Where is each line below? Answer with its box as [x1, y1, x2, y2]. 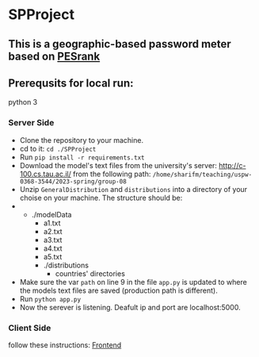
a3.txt [43, 235, 63, 244]
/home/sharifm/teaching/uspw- [152, 171, 253, 178]
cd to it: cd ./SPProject [19, 144, 97, 153]
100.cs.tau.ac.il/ [19, 169, 71, 178]
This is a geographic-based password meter [8, 37, 231, 51]
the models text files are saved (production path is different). [19, 286, 218, 295]
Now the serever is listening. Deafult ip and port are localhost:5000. [19, 302, 241, 312]
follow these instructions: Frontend [8, 340, 122, 350]
